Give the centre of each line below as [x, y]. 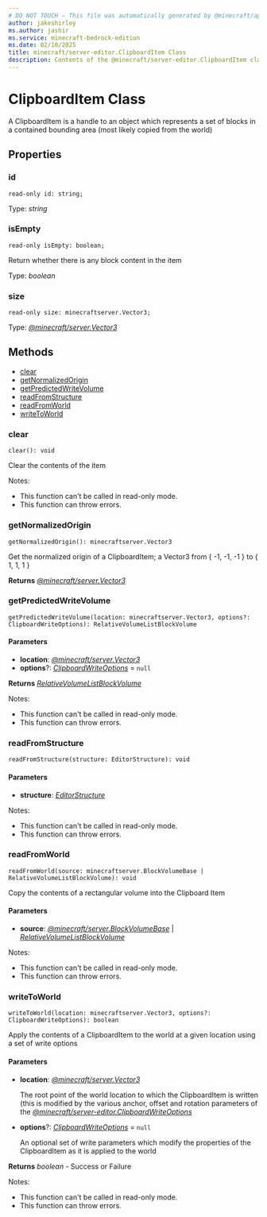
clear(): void [32, 451]
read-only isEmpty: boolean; [56, 245]
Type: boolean [32, 276]
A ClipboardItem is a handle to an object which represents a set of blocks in [132, 121]
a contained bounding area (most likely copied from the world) [110, 129]
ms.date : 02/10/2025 [43, 45]
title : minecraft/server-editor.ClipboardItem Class [97, 52]
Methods [31, 352]
